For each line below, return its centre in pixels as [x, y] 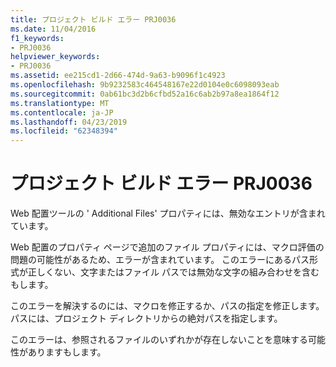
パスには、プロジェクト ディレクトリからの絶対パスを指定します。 [146, 318]
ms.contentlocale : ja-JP [62, 112]
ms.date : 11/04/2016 [53, 29]
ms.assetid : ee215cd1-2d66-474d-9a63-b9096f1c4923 [118, 76]
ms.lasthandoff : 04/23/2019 [69, 122]
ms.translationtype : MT [60, 103]
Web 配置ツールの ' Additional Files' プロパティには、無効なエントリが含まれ [168, 213]
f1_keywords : [37, 38]
